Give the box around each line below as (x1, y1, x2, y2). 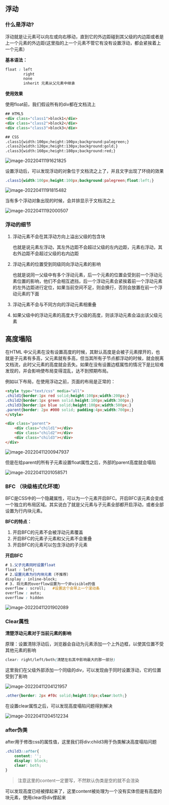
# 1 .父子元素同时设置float (5, 563, 56, 568)
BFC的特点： (5, 519, 32, 525)
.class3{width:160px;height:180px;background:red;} (5, 149, 116, 154)
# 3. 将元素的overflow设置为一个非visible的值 (5, 581, 96, 587)
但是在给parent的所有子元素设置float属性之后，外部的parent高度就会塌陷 (5, 459, 156, 465)
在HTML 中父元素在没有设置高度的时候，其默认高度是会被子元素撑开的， (5, 349, 156, 355)
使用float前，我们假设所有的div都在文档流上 (5, 101, 96, 107)
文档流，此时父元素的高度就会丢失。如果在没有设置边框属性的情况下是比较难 (5, 361, 164, 368)
